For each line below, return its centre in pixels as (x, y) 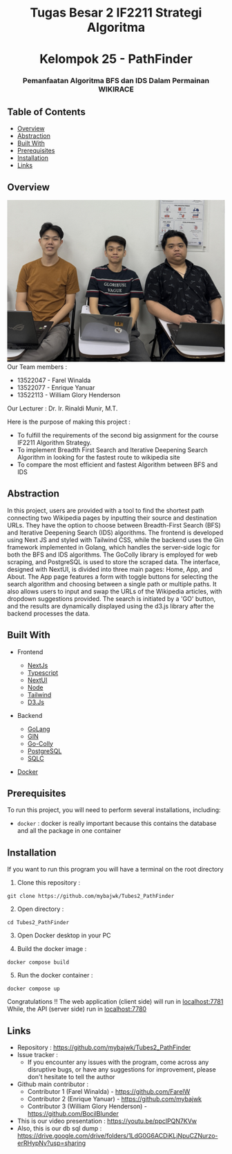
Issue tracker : (38, 1055)
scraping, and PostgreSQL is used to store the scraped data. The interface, (114, 561)
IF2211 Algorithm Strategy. (54, 442)
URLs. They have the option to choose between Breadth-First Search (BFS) (114, 525)
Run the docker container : (55, 975)
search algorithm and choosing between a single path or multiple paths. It (112, 584)
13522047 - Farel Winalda (54, 380)
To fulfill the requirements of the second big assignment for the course (118, 435)
